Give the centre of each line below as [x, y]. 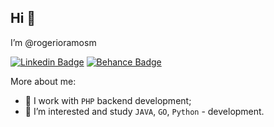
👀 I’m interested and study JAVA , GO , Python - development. [144, 111]
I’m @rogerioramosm [53, 42]
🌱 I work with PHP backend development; [108, 100]
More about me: [43, 81]
